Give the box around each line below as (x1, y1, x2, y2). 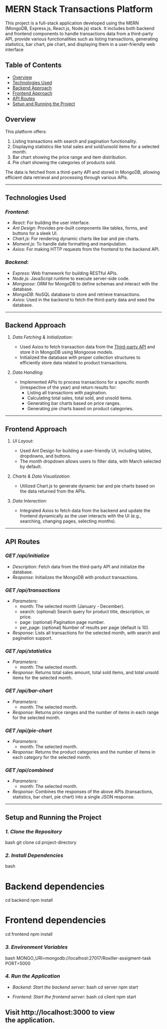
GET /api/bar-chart (5, 687, 53, 694)
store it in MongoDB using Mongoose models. (19, 349, 114, 355)
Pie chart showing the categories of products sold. (12, 159, 116, 165)
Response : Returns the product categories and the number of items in (12, 749, 156, 755)
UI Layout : (12, 438, 34, 444)
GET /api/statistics (5, 648, 52, 655)
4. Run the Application (5, 973, 61, 980)
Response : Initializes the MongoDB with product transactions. (12, 574, 139, 580)
